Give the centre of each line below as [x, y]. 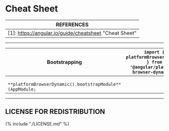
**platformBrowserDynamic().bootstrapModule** [65, 84]
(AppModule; [22, 89]
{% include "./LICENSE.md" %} [37, 123]
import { [154, 52]
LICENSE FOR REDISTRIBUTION [55, 112]
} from [154, 62]
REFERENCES [72, 24]
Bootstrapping [64, 62]
